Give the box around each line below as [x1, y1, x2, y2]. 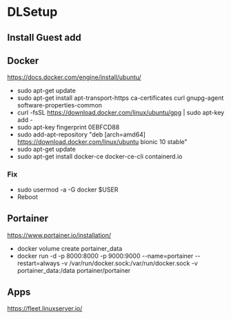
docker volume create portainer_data [17, 244, 123, 252]
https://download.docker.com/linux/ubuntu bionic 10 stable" [17, 138, 188, 146]
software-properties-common [17, 101, 102, 110]
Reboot [17, 192, 38, 200]
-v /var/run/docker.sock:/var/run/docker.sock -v [61, 259, 198, 267]
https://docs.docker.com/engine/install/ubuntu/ [7, 73, 141, 81]
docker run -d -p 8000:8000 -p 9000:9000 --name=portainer [17, 251, 194, 260]
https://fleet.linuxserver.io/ [7, 305, 83, 313]
